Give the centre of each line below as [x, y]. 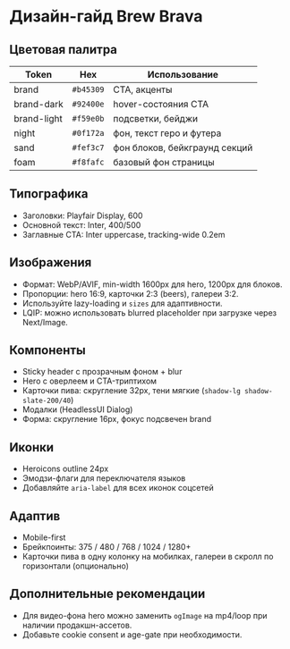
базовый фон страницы [164, 162]
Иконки [32, 447]
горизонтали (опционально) [76, 566]
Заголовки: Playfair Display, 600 [82, 215]
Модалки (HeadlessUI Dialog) [77, 409]
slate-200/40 [47, 401]
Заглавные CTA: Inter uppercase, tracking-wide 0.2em [124, 234]
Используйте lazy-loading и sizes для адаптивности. [122, 303]
